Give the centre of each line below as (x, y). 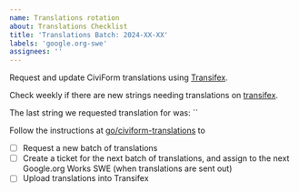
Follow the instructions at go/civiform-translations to (108, 131)
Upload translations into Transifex (85, 178)
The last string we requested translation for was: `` (104, 113)
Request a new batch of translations (90, 148)
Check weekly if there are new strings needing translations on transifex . (144, 96)
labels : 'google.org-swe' (58, 43)
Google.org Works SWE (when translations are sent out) (127, 168)
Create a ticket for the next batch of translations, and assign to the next (156, 158)
